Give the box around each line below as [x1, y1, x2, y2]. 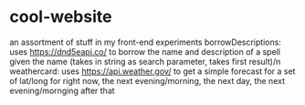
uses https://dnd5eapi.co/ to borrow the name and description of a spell [9, 46, 281, 57]
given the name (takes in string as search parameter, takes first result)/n [9, 56, 281, 67]
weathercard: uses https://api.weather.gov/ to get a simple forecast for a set [9, 66, 296, 77]
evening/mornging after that [9, 85, 116, 96]
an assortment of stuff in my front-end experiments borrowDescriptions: [9, 37, 281, 47]
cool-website [9, 6, 112, 27]
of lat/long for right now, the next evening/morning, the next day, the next [9, 75, 286, 86]
